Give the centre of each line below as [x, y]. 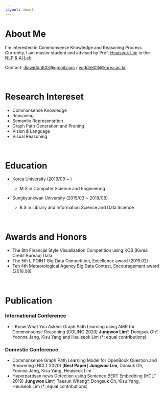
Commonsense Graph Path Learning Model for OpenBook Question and [84, 360]
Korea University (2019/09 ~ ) [42, 179]
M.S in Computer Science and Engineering [62, 189]
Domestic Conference [32, 349]
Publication [29, 301]
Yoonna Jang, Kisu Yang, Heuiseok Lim [52, 371]
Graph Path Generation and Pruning [48, 126]
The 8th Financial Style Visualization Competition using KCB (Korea [80, 250]
